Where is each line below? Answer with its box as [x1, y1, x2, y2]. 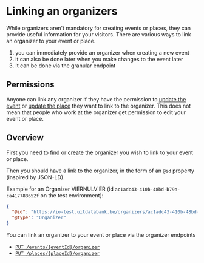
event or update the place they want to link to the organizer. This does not [6, 102, 191, 109]
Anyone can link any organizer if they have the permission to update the [6, 95, 186, 103]
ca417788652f [6, 193, 39, 199]
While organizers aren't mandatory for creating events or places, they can [6, 24, 191, 32]
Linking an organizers [6, 4, 118, 18]
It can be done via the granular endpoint [15, 62, 116, 69]
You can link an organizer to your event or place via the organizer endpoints [6, 231, 196, 239]
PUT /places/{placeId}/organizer [15, 251, 100, 257]
